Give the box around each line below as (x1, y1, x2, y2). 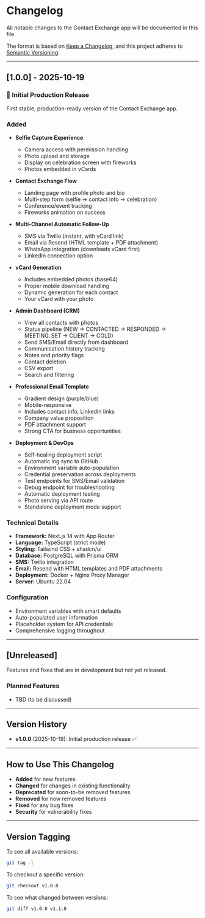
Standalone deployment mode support (24, 503, 121, 510)
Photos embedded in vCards (24, 165, 96, 172)
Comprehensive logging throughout (15, 626, 105, 634)
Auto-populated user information (15, 613, 98, 621)
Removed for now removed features (15, 795, 107, 803)
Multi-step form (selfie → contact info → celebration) (24, 195, 157, 203)
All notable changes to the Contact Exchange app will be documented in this (6, 24, 198, 31)
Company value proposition (24, 414, 94, 422)
